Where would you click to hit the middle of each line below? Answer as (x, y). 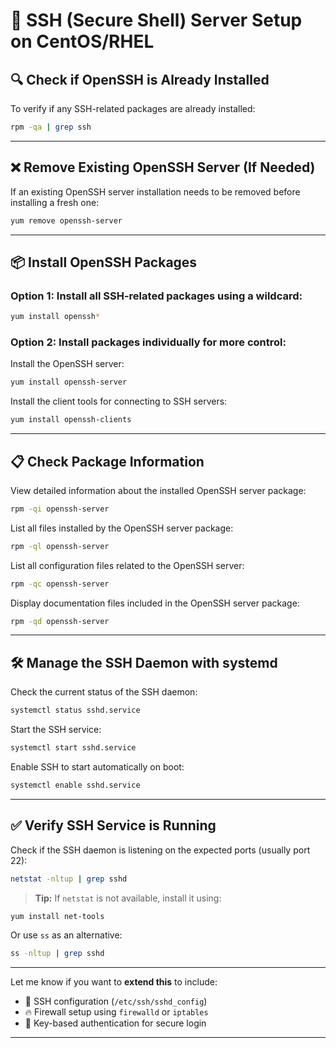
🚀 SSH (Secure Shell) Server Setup (156, 20)
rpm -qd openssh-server (60, 621)
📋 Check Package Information (107, 461)
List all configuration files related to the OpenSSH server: (127, 565)
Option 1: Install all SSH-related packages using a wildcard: (156, 296)
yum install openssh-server (69, 382)
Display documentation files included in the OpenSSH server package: (155, 603)
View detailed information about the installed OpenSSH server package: (158, 490)
